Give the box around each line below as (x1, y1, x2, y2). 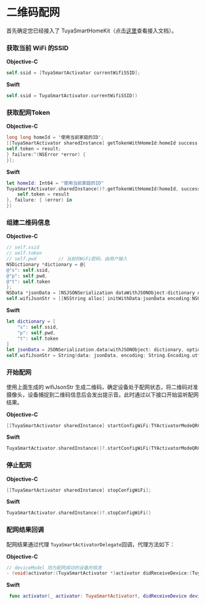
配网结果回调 (6, 526, 45, 534)
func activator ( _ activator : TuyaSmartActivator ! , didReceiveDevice (9, 593, 187, 599)
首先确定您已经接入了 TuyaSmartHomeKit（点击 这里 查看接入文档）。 (6, 27, 177, 34)
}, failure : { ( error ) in (6, 197, 72, 204)
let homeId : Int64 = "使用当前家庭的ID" (6, 180, 104, 186)
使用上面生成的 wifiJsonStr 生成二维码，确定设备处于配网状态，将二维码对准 (6, 383, 198, 391)
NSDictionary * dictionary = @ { (6, 261, 86, 268)
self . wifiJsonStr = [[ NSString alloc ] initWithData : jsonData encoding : (6, 296, 192, 302)
